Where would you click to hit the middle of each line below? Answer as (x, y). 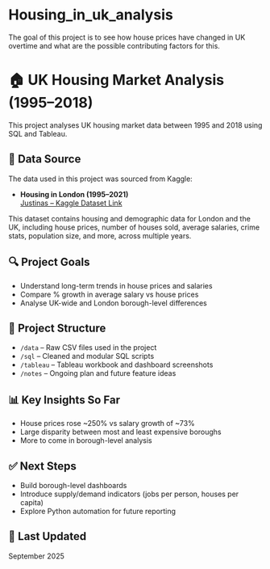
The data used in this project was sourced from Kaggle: (101, 179)
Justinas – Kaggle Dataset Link (71, 203)
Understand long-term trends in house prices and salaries (116, 285)
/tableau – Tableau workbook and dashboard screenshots (116, 365)
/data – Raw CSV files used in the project (88, 348)
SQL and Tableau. (38, 133)
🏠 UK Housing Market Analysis (116, 80)
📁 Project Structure (57, 328)
